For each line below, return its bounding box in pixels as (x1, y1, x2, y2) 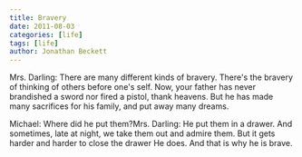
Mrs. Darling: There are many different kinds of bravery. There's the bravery (9, 72, 293, 83)
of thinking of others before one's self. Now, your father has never (9, 82, 257, 93)
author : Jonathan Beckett (9, 47, 107, 56)
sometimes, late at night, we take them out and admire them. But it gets (9, 128, 276, 139)
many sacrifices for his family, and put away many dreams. (9, 101, 229, 112)
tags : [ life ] (9, 38, 59, 48)
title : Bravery (9, 13, 67, 23)
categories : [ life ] (9, 30, 83, 39)
